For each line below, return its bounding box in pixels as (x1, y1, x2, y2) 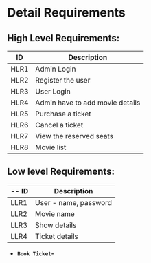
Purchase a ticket (35, 109, 91, 118)
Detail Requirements (7, 5, 126, 21)
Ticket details (35, 231, 79, 241)
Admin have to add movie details (35, 98, 141, 107)
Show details (35, 220, 77, 230)
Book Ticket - (16, 249, 55, 257)
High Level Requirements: (7, 32, 120, 44)
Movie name (35, 209, 75, 218)
